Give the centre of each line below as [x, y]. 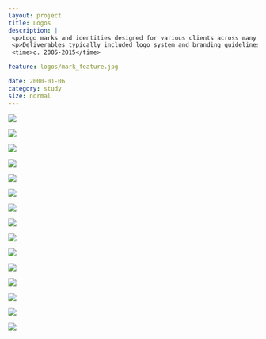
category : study [35, 88]
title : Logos [30, 23]
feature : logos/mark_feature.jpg [63, 67]
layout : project [35, 15]
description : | [33, 30]
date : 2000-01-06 [37, 81]
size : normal [30, 96]
